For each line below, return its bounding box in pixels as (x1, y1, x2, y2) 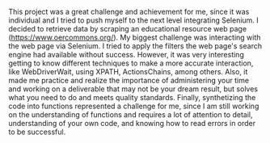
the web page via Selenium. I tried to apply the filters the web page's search (8, 41, 263, 51)
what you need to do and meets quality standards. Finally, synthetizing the (8, 93, 256, 102)
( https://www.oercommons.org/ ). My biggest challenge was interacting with (8, 32, 261, 42)
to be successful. (8, 127, 66, 137)
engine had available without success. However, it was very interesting (8, 50, 244, 59)
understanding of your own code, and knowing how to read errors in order (8, 119, 256, 128)
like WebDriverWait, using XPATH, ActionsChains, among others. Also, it (8, 67, 248, 76)
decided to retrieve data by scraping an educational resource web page (8, 24, 247, 33)
